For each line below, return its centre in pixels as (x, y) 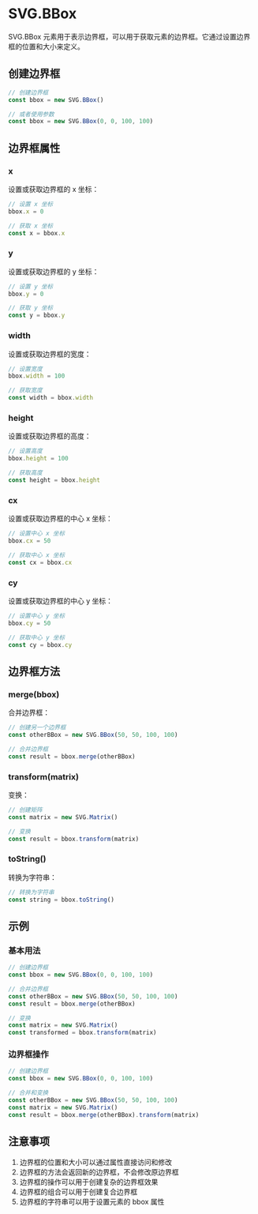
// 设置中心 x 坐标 (37, 534)
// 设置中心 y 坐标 (37, 616)
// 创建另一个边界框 (37, 727)
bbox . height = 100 (38, 459)
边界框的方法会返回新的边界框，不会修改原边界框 (99, 1172)
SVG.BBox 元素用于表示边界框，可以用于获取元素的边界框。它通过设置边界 (129, 36)
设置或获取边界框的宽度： (50, 354)
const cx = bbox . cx (40, 562)
